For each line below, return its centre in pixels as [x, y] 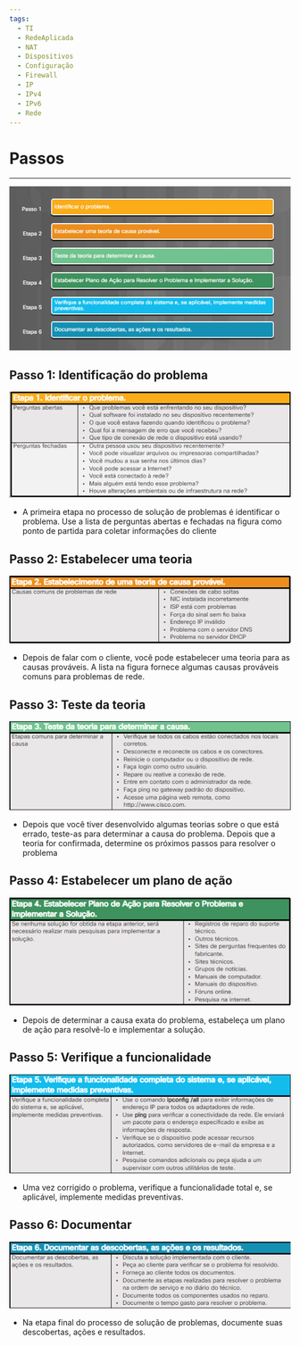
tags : [19, 19]
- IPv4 [29, 94]
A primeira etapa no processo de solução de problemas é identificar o [151, 512]
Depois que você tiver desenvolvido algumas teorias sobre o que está [150, 824]
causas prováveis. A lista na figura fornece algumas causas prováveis [150, 667]
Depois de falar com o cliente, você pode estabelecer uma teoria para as [156, 658]
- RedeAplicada [46, 37]
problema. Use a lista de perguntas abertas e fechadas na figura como [152, 521]
